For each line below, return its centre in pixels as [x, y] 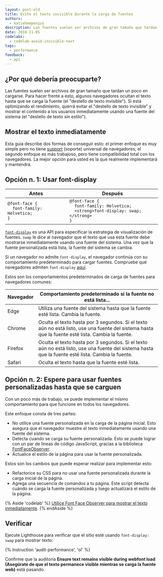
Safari [14, 362]
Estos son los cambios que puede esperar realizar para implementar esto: [79, 464]
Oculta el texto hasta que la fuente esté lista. [89, 362]
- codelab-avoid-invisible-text [42, 41]
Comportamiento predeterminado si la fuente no [97, 294]
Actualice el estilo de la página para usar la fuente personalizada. [77, 454]
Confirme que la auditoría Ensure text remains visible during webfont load [80, 559]
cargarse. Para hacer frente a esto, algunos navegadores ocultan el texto [78, 96]
